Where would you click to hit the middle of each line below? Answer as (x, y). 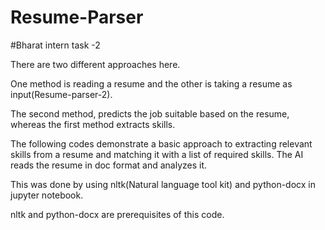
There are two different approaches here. (95, 64)
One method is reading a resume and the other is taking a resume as (151, 83)
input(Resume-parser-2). (61, 94)
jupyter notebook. (47, 195)
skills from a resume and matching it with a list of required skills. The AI (157, 154)
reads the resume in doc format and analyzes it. (109, 165)
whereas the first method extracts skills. (93, 124)
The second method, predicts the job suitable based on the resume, (150, 113)
